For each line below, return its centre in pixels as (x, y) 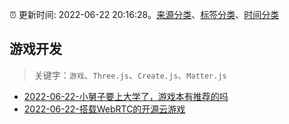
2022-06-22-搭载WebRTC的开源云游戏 (104, 109)
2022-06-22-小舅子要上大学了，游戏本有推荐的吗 (126, 96)
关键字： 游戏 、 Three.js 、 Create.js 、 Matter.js (130, 75)
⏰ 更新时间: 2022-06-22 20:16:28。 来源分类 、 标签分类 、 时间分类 (144, 14)
